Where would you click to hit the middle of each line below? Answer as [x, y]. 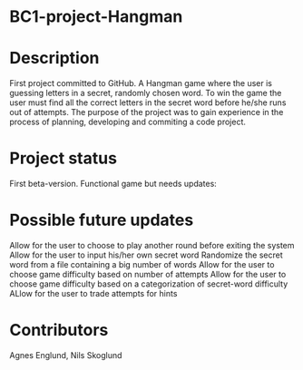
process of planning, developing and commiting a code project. [128, 122]
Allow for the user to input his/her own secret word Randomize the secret [146, 255]
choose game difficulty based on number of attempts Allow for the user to [148, 274]
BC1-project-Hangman [96, 17]
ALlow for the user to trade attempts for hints [93, 293]
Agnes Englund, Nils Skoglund [66, 355]
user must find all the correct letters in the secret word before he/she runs [148, 102]
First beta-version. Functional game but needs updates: [113, 184]
